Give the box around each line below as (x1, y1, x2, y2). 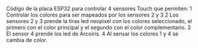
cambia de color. (6, 37, 48, 43)
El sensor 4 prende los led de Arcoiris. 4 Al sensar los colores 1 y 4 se (6, 30, 179, 37)
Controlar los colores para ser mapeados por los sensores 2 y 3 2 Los (6, 11, 179, 18)
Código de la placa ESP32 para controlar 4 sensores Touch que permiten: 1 (6, 5, 192, 12)
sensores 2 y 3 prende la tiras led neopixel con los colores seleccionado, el (6, 18, 192, 24)
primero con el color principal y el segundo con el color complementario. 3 (6, 24, 191, 31)
